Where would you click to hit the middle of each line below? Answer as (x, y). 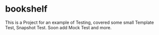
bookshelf (26, 9)
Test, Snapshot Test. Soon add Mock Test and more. (59, 27)
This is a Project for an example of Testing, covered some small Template (79, 22)
